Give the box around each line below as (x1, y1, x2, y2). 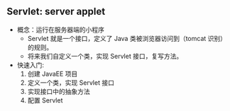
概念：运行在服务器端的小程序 (16, 25, 104, 34)
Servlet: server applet (6, 6, 106, 18)
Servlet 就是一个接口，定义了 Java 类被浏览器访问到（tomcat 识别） (27, 34, 227, 42)
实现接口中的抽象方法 (27, 87, 90, 95)
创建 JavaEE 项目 (27, 69, 78, 78)
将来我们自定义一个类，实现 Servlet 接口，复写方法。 (27, 52, 183, 60)
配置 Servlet (27, 95, 63, 105)
